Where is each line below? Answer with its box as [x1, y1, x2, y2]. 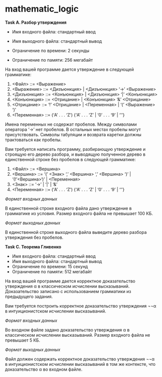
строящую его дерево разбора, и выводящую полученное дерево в [5, 151, 146, 157]
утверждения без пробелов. [5, 234, 64, 240]
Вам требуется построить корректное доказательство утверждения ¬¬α [5, 303, 156, 309]
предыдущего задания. [5, 294, 53, 299]
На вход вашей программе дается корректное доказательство [5, 278, 135, 284]
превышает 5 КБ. [5, 337, 40, 343]
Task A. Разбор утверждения [5, 19, 67, 25]
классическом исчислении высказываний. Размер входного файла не [5, 332, 150, 338]
